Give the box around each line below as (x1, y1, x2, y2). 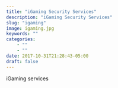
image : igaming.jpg (6, 25, 55, 32)
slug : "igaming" (6, 20, 46, 26)
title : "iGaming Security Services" (6, 8, 97, 15)
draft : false (6, 58, 39, 64)
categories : (6, 36, 36, 42)
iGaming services (6, 75, 49, 82)
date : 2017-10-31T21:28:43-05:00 (6, 53, 89, 59)
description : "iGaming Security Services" (6, 14, 113, 20)
